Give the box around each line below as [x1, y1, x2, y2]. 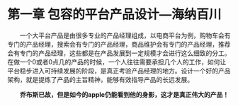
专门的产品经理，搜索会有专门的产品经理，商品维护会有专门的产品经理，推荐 [7, 40, 231, 48]
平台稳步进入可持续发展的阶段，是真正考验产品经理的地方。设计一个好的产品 [7, 66, 231, 75]
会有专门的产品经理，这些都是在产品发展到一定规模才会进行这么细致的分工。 [7, 49, 231, 57]
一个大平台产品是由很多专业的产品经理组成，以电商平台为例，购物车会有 [20, 31, 231, 40]
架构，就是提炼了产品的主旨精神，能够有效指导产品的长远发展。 [7, 75, 193, 83]
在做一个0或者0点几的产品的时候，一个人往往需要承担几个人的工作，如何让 [7, 57, 227, 66]
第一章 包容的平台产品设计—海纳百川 [7, 6, 222, 23]
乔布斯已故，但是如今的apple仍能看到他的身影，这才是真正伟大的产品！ [20, 90, 229, 99]
